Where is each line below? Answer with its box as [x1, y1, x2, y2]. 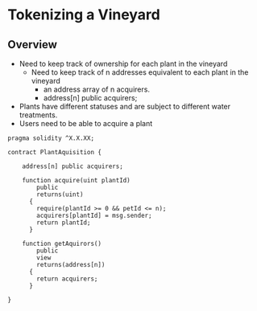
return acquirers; [36, 275, 98, 283]
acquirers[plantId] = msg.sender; [36, 211, 152, 219]
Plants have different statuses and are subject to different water [19, 102, 231, 111]
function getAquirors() [22, 239, 102, 248]
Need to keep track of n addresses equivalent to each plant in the [31, 68, 249, 77]
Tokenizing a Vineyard [7, 6, 160, 24]
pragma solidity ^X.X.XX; [7, 134, 94, 142]
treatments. [19, 110, 58, 120]
